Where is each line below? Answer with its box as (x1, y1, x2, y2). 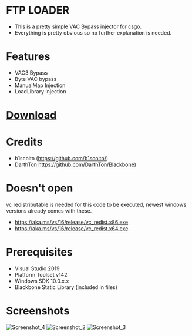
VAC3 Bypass (14, 69, 48, 76)
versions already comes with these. (6, 207, 92, 214)
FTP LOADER (6, 4, 69, 17)
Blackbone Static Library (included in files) (14, 283, 117, 291)
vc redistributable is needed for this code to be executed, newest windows (6, 201, 187, 208)
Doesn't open (6, 182, 73, 195)
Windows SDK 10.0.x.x (14, 277, 69, 284)
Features (6, 50, 50, 63)
